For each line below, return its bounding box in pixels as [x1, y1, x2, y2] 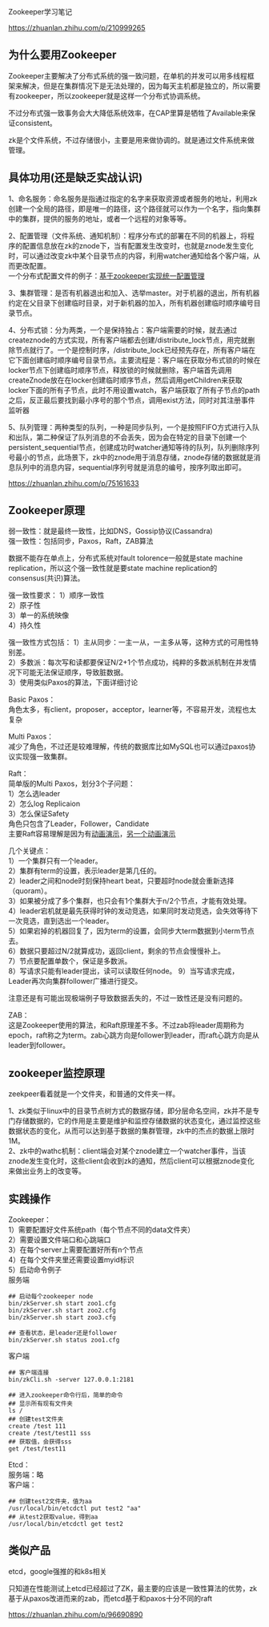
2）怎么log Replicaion [8, 799, 81, 808]
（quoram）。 [8, 886, 52, 896]
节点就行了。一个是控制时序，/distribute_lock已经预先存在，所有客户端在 [14, 345, 256, 354]
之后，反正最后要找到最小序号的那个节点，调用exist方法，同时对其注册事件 [8, 395, 255, 405]
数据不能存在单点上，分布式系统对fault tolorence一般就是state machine [8, 553, 243, 563]
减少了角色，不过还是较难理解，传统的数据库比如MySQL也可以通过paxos [8, 742, 249, 751]
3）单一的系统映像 [8, 610, 70, 620]
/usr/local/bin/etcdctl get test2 [8, 1520, 124, 1528]
